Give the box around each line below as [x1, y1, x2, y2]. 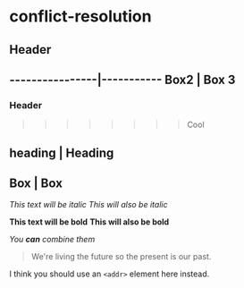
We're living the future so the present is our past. [30, 251, 212, 262]
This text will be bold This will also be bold [9, 216, 170, 227]
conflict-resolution [9, 6, 152, 27]
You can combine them [9, 234, 96, 245]
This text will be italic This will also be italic [9, 199, 168, 210]
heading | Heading [9, 145, 114, 160]
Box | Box [9, 176, 63, 191]
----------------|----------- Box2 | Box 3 [9, 72, 236, 87]
